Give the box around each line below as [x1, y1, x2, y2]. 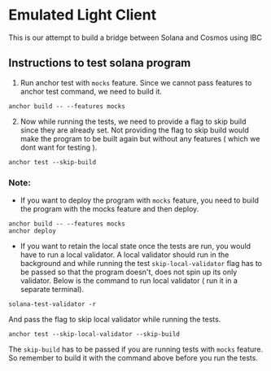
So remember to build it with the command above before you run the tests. [8, 353, 259, 363]
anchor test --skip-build [8, 158, 96, 166]
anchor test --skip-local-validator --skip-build [8, 330, 181, 338]
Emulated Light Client [8, 6, 157, 24]
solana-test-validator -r [8, 300, 96, 308]
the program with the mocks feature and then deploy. [20, 204, 199, 214]
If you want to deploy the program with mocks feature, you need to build [20, 195, 259, 205]
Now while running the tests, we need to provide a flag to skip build [20, 116, 247, 126]
